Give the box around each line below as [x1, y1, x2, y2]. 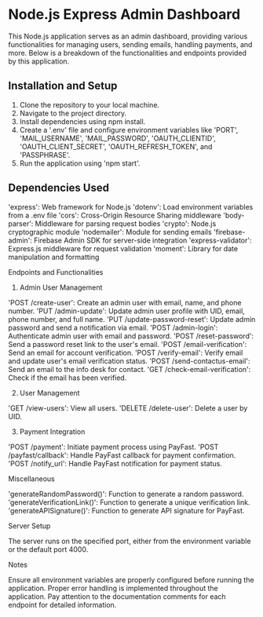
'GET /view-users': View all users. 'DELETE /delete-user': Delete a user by [8, 403, 248, 413]
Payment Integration [19, 426, 86, 436]
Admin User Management [19, 283, 103, 292]
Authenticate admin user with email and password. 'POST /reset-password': [8, 331, 254, 341]
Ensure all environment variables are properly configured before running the [8, 575, 254, 584]
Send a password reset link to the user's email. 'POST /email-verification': [8, 339, 247, 349]
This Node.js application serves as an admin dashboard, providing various [8, 31, 248, 41]
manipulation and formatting [8, 252, 100, 261]
